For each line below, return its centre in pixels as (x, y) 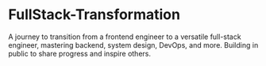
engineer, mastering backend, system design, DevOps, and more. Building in (133, 45)
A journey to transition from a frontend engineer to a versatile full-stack (125, 37)
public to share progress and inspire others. (79, 53)
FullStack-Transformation (94, 15)
